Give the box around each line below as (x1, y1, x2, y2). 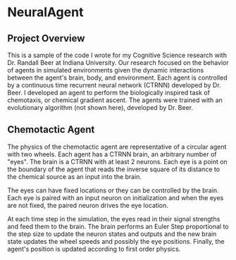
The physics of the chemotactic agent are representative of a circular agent (7, 142, 227, 151)
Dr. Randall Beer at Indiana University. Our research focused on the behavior (7, 58, 229, 67)
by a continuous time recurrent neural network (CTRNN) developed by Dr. (7, 81, 221, 89)
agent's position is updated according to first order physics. (7, 244, 181, 253)
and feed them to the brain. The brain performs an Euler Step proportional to (7, 222, 229, 230)
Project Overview (7, 32, 85, 44)
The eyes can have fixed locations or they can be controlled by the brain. (7, 186, 220, 194)
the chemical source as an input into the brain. (7, 172, 142, 180)
